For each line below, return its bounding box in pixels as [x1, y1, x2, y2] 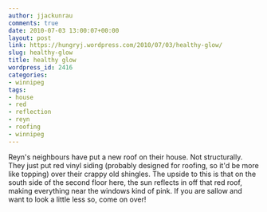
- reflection [8, 108, 52, 116]
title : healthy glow [8, 57, 77, 65]
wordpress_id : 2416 [8, 64, 73, 72]
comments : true [8, 19, 59, 27]
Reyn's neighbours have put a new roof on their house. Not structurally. [8, 152, 243, 162]
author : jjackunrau [8, 11, 73, 20]
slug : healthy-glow [8, 49, 73, 57]
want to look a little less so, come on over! [8, 194, 147, 204]
